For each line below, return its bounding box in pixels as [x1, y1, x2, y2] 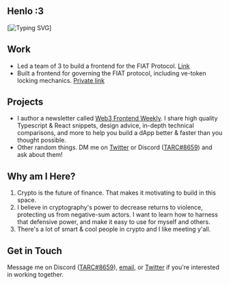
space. [16, 196, 36, 204]
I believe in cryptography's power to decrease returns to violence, [16, 203, 203, 212]
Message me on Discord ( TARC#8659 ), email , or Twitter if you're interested [7, 263, 220, 271]
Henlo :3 [7, 5, 44, 17]
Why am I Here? [7, 171, 76, 182]
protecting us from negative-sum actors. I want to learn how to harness [16, 210, 219, 219]
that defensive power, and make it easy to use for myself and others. [16, 218, 211, 226]
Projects [7, 96, 44, 108]
